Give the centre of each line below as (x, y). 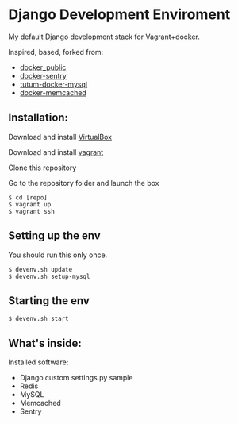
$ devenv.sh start (38, 319)
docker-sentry (43, 75)
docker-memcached (53, 92)
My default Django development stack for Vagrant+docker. (104, 37)
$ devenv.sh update (40, 269)
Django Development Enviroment (119, 15)
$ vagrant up (30, 204)
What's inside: (45, 343)
